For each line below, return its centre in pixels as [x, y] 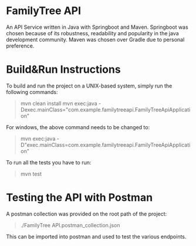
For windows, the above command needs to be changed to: [78, 127]
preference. [20, 46]
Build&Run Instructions [64, 70]
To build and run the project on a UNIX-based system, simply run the [89, 86]
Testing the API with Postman [80, 198]
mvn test [31, 174]
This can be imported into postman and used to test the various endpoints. [96, 237]
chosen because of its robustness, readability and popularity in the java [92, 33]
